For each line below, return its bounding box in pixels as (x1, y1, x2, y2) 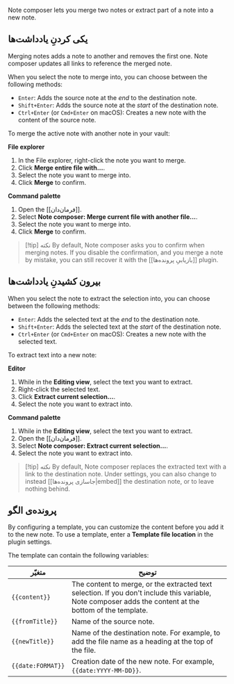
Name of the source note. (71, 617, 155, 626)
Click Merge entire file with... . (17, 163, 106, 172)
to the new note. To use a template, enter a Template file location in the (8, 530, 214, 539)
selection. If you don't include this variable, (71, 588, 212, 598)
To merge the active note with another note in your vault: (8, 129, 170, 138)
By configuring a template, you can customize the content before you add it (8, 523, 224, 531)
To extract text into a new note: (8, 350, 97, 359)
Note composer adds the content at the (71, 597, 200, 607)
